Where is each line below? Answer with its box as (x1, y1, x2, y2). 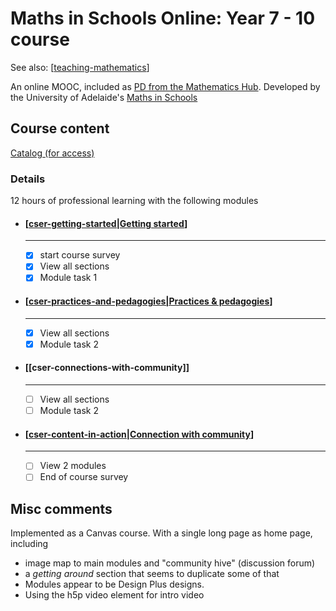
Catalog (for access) (10, 147, 95, 159)
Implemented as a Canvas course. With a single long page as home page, (10, 527, 313, 539)
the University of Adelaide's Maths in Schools (10, 91, 198, 103)
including (10, 538, 49, 550)
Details (10, 172, 46, 186)
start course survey (39, 249, 121, 261)
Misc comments (10, 500, 113, 517)
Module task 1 (39, 272, 98, 284)
